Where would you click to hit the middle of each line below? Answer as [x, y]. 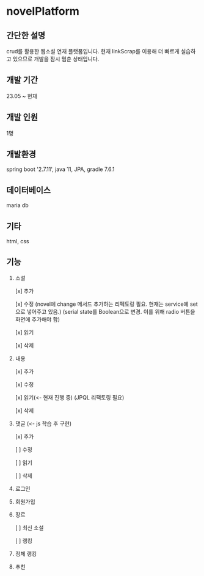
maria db [17, 205]
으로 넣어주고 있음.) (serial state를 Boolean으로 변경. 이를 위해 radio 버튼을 [105, 311]
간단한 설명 [26, 35]
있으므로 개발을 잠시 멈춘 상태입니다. [56, 59]
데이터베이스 [28, 190]
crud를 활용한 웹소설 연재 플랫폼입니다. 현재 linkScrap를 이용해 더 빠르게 [93, 51]
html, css [18, 241]
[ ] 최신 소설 [29, 528]
